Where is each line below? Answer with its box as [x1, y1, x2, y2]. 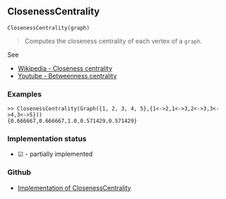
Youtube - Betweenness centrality [17, 71, 117, 80]
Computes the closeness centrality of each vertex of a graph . [24, 37, 203, 45]
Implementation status [7, 134, 87, 144]
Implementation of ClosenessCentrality [17, 183, 131, 192]
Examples [7, 89, 42, 99]
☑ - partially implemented [17, 150, 93, 158]
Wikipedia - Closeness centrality [17, 64, 113, 73]
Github [7, 167, 32, 177]
